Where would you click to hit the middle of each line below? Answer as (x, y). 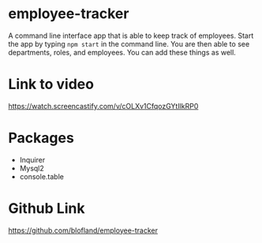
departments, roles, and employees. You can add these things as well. (122, 52)
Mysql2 (32, 168)
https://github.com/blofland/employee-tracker (83, 230)
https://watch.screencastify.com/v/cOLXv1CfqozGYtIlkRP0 (103, 106)
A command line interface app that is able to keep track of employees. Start (131, 36)
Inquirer (32, 159)
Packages (41, 138)
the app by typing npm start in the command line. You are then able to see (129, 43)
